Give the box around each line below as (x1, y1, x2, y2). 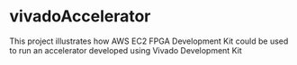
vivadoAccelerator (9, 6, 151, 27)
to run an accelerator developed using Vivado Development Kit (9, 45, 242, 55)
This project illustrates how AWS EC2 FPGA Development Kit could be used (9, 36, 289, 46)
